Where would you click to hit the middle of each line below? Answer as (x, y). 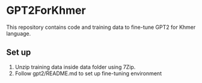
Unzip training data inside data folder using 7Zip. (75, 67)
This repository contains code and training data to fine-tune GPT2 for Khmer (101, 27)
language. (19, 33)
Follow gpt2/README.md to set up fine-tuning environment (88, 73)
